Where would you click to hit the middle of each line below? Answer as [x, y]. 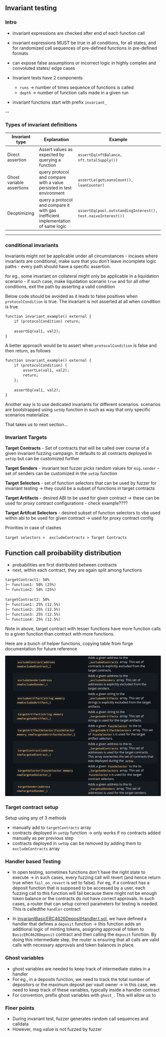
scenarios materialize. [28, 415]
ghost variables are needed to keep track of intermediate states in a [81, 969]
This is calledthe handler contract [46, 909]
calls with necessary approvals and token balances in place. [73, 945]
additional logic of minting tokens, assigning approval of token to [78, 929]
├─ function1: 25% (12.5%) [33, 605]
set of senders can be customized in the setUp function [61, 473]
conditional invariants [32, 245]
